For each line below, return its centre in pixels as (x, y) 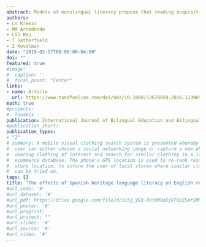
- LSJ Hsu (19, 35)
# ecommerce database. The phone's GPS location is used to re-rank (97, 160)
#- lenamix (20, 115)
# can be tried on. (33, 172)
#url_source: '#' (29, 229)
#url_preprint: (26, 211)
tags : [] (17, 177)
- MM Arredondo (26, 29)
